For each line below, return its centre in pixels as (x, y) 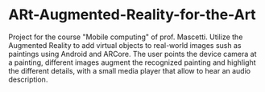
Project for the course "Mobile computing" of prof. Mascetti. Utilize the (126, 37)
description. (28, 79)
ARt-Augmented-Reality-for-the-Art (132, 15)
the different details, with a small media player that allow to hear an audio (130, 70)
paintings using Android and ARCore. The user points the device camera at (132, 54)
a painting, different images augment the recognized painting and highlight (132, 62)
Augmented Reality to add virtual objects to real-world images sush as (125, 45)
